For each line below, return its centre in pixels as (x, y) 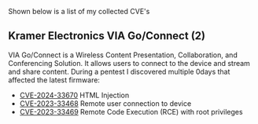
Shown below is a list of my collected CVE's (79, 11)
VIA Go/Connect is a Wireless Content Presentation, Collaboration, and (123, 55)
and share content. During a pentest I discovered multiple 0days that (119, 71)
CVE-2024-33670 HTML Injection (74, 95)
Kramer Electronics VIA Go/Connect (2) (107, 36)
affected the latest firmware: (54, 80)
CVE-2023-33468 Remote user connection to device (105, 103)
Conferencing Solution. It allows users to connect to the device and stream (129, 63)
